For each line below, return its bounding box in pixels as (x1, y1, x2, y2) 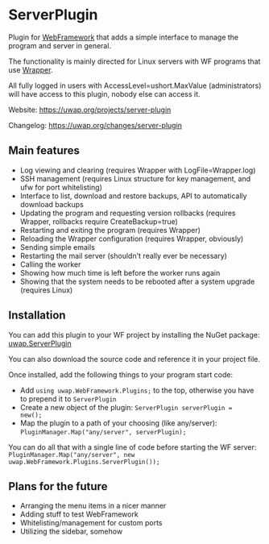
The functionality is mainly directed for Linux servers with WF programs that (8, 56, 261, 66)
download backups (19, 199, 85, 209)
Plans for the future (8, 480, 108, 493)
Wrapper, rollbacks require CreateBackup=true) (19, 216, 179, 226)
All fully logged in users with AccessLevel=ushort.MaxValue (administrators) (8, 81, 262, 90)
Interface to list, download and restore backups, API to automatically (19, 191, 247, 201)
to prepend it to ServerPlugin (19, 393, 117, 404)
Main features (8, 143, 81, 158)
